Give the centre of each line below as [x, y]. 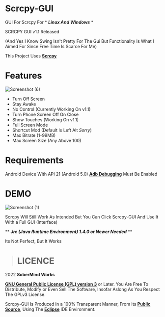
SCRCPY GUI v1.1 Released [32, 31]
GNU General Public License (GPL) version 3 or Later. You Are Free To [77, 284]
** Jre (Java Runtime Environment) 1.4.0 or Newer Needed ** [69, 232]
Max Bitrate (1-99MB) [34, 135]
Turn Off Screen [28, 99]
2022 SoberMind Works [30, 274]
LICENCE [36, 261]
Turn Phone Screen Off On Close [45, 114]
